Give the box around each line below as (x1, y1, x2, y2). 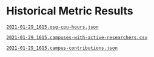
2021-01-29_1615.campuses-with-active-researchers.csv (6, 34, 148, 40)
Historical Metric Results (6, 4, 133, 18)
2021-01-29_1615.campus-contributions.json (6, 45, 118, 51)
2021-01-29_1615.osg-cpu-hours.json (6, 24, 99, 30)
